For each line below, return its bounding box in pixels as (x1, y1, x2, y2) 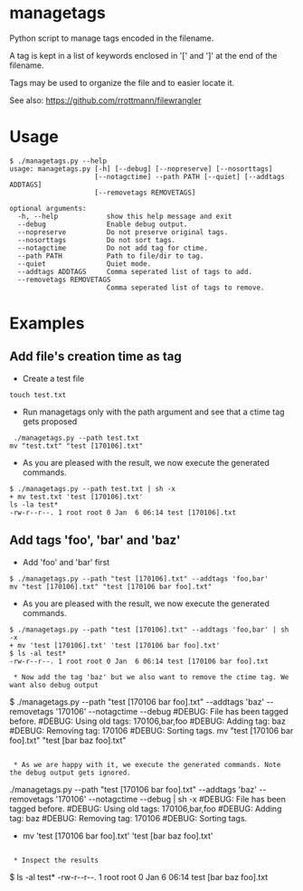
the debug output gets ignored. (9, 768, 131, 777)
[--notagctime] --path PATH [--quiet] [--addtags (94, 172, 285, 181)
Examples (9, 313, 85, 334)
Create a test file (22, 373, 85, 384)
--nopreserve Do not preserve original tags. (17, 227, 229, 237)
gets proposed (22, 415, 78, 427)
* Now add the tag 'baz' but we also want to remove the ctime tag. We (13, 672, 289, 681)
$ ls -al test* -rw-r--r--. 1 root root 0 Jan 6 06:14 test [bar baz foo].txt (9, 871, 269, 882)
